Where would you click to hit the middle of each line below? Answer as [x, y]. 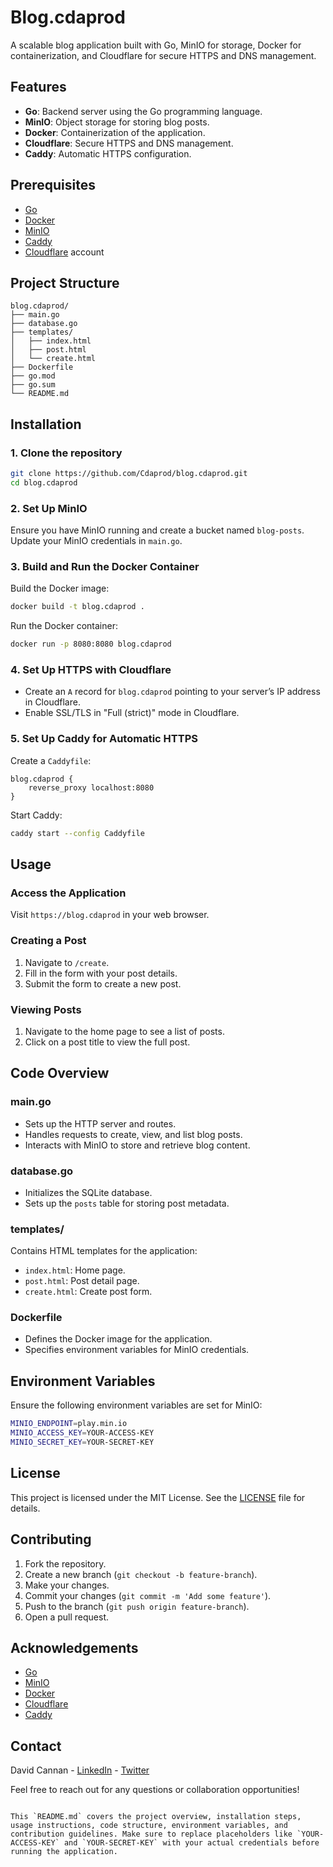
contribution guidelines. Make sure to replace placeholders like [151, 1834]
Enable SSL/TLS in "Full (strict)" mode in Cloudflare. [132, 713]
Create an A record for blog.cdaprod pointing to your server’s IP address [172, 692]
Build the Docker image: [60, 588]
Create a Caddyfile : [51, 760]
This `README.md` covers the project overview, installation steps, [156, 1817]
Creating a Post [48, 941]
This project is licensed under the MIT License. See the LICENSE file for [158, 1497]
